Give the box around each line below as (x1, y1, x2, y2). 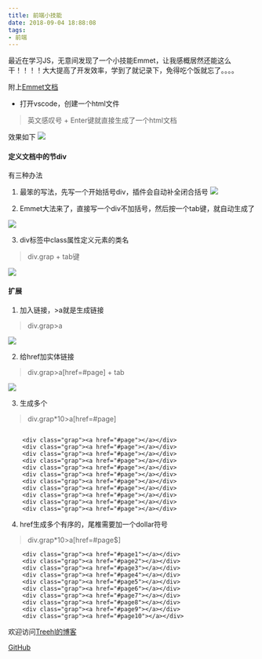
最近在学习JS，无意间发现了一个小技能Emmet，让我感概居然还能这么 (8, 56, 231, 65)
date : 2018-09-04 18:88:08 (8, 19, 96, 27)
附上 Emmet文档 (8, 82, 59, 92)
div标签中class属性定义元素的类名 (19, 235, 129, 245)
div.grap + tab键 (27, 252, 80, 261)
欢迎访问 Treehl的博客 (8, 627, 77, 636)
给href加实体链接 (19, 351, 75, 361)
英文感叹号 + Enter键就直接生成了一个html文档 (27, 115, 178, 126)
